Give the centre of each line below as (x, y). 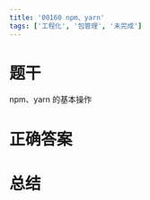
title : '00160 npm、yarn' (57, 17)
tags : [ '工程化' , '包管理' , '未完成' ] (76, 26)
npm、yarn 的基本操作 (51, 100)
